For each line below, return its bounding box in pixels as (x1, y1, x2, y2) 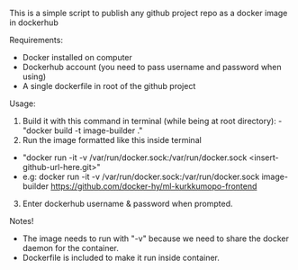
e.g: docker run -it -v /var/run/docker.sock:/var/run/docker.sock (22, 171, 260, 182)
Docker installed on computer (22, 52, 133, 62)
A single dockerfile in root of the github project (22, 81, 196, 91)
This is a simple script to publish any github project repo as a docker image (9, 8, 288, 18)
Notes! (9, 216, 34, 226)
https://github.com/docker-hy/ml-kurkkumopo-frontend (50, 181, 257, 192)
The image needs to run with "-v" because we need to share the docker (22, 233, 290, 244)
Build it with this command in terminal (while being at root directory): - (22, 116, 283, 126)
